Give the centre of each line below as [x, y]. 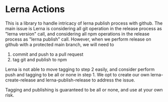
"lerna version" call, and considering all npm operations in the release [77, 34]
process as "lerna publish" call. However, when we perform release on [78, 39]
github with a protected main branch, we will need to [60, 44]
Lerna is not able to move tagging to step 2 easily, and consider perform [80, 69]
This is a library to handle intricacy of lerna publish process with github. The [84, 23]
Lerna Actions [35, 9]
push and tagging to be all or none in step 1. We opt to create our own [77, 74]
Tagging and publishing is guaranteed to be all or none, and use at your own [84, 89]
